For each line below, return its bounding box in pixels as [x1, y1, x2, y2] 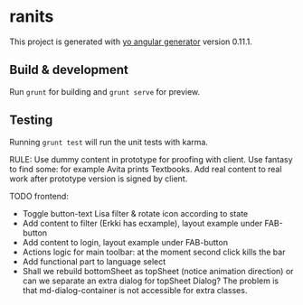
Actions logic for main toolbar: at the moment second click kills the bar [22, 246, 286, 257]
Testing [9, 113, 53, 128]
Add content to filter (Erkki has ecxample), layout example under [22, 217, 263, 228]
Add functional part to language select [22, 255, 166, 267]
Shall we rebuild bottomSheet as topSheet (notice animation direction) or [22, 265, 294, 276]
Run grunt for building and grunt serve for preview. [9, 86, 201, 97]
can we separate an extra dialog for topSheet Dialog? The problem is [22, 275, 279, 286]
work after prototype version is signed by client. [9, 173, 188, 184]
